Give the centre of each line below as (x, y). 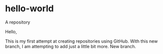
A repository (18, 22)
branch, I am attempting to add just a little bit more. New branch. (71, 46)
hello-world (30, 9)
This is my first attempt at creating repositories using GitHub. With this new (81, 41)
